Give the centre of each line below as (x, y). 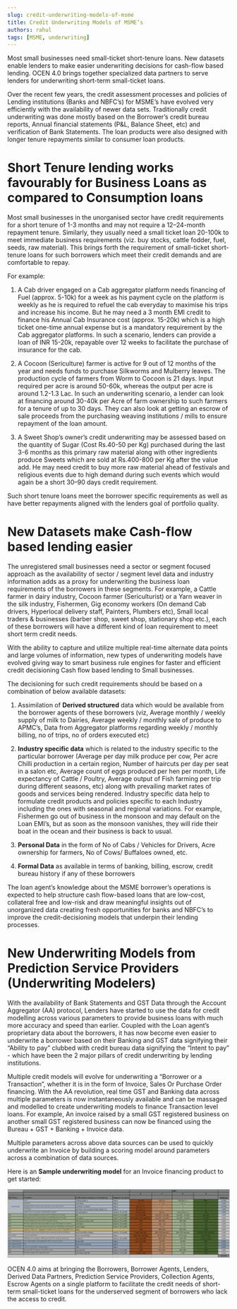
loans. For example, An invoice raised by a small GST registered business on (118, 1114)
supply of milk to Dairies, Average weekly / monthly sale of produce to (120, 720)
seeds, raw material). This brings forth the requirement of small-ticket (109, 248)
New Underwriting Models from (102, 954)
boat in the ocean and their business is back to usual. (95, 831)
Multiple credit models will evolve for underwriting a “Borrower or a (105, 1077)
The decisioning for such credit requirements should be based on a (105, 684)
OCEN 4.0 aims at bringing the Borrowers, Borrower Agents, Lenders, (108, 1269)
